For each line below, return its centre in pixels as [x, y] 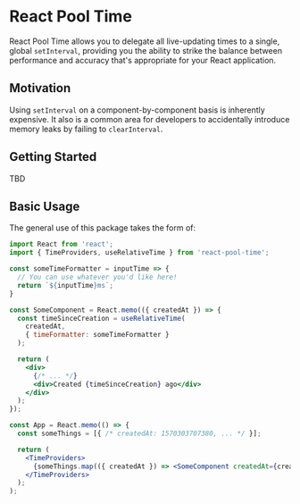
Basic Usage [45, 206]
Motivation [40, 88]
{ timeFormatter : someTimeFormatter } [97, 335]
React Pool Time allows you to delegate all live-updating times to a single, [145, 41]
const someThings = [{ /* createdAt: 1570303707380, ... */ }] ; [139, 433]
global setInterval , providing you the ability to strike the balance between [146, 50]
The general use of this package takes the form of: [103, 228]
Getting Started [53, 157]
